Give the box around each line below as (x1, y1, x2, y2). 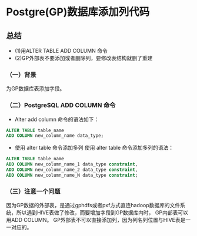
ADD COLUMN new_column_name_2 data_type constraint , (6, 167, 138, 173)
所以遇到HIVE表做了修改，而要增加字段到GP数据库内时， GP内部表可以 (16, 209, 188, 216)
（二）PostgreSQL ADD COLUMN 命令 (6, 101, 116, 109)
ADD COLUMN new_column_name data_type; (6, 133, 104, 139)
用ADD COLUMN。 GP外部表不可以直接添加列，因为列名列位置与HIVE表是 (6, 217, 186, 224)
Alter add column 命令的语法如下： (14, 116, 99, 123)
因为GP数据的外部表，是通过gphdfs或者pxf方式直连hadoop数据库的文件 (6, 202, 181, 209)
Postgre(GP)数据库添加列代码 (6, 5, 150, 19)
